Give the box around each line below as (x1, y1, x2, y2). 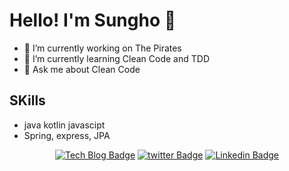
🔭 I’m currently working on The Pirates (23, 42, 182, 54)
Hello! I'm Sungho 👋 (9, 9, 177, 32)
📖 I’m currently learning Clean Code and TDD (23, 52, 210, 64)
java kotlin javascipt (23, 119, 106, 131)
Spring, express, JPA (23, 129, 111, 141)
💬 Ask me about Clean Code (23, 63, 141, 75)
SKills (9, 92, 46, 109)
